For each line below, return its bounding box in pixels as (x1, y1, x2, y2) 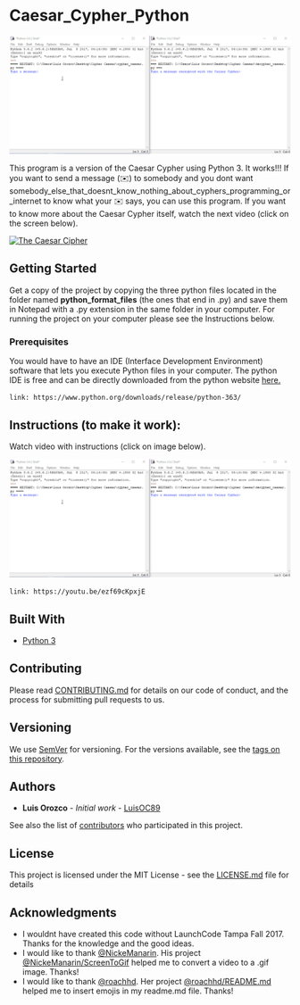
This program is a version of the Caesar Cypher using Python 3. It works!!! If (9, 162, 289, 174)
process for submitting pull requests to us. (9, 694, 165, 705)
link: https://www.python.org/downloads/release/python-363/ (9, 394, 242, 403)
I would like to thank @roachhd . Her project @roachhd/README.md (21, 976, 272, 986)
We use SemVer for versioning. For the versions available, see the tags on (9, 743, 280, 754)
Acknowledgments (9, 905, 118, 920)
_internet (9, 195, 42, 206)
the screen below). (9, 218, 79, 228)
